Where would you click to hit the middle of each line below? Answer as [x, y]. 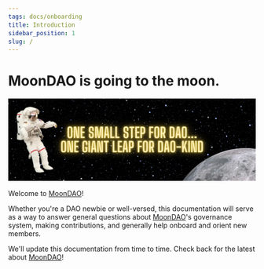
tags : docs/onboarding [45, 16]
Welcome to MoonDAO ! [46, 194]
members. [25, 234]
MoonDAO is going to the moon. [114, 81]
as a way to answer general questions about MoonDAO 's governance [120, 217]
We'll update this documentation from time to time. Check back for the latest [132, 249]
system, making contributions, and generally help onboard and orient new [128, 225]
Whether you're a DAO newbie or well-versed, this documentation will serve [131, 209]
